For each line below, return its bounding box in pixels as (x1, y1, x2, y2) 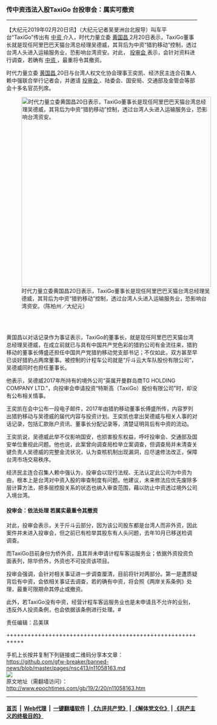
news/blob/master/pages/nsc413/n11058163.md (6, 664, 126, 672)
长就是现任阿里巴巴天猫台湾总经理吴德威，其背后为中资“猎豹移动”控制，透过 (6, 41, 197, 49)
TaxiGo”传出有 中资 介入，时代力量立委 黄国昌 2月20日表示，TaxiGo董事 (14, 33, 195, 41)
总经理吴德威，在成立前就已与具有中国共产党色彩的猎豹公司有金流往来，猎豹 (6, 342, 198, 349)
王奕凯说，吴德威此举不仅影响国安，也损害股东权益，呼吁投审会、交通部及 (6, 433, 192, 441)
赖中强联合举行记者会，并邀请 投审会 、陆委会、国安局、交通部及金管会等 (6, 77, 190, 84)
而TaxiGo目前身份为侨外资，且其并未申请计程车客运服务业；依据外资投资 (6, 549, 189, 557)
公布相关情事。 (11, 392, 49, 399)
